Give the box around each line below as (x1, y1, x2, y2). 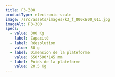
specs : (5, 26, 19, 31)
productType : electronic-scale (5, 12, 72, 17)
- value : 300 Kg (10, 31, 44, 36)
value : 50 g (14, 45, 40, 50)
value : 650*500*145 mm (14, 54, 63, 60)
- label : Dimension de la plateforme (10, 50, 90, 55)
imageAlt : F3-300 (5, 21, 42, 27)
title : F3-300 (5, 7, 36, 13)
